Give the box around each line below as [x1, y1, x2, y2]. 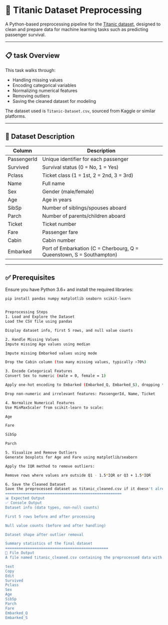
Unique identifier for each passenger [42, 155, 129, 162]
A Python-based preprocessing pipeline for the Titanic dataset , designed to [5, 21, 161, 27]
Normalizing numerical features [12, 87, 77, 93]
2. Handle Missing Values [5, 337, 59, 342]
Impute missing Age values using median [5, 342, 91, 347]
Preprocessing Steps [5, 310, 48, 315]
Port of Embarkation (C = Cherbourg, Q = [42, 245, 139, 252]
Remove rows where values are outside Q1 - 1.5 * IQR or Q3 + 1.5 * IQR [5, 473, 151, 478]
